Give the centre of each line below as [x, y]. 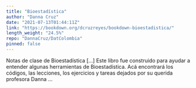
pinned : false [23, 44]
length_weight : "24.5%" [35, 33]
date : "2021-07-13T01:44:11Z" [43, 22]
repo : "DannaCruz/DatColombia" [44, 38]
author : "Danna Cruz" [33, 17]
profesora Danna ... [29, 79]
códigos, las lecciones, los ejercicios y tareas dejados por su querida [89, 73]
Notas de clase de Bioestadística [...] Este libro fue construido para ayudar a [98, 60]
